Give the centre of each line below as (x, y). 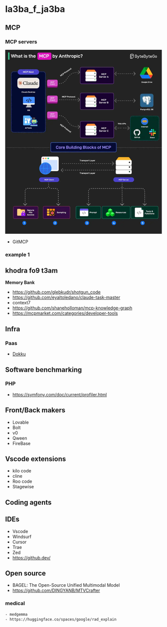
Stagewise (23, 487)
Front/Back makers (35, 410)
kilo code (22, 471)
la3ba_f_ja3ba (35, 9)
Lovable (20, 422)
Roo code (22, 481)
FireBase (21, 443)
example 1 (17, 255)
